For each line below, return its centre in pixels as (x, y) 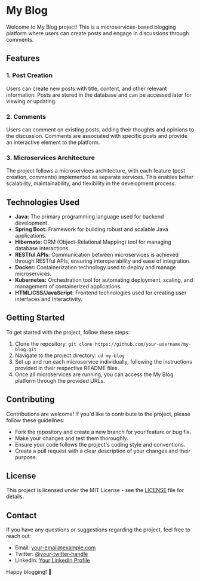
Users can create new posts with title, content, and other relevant (87, 88)
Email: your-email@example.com (55, 548)
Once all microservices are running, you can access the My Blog (94, 374)
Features (23, 58)
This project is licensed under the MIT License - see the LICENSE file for (95, 490)
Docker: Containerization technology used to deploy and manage (95, 268)
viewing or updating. (31, 101)
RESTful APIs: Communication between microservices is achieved (97, 255)
